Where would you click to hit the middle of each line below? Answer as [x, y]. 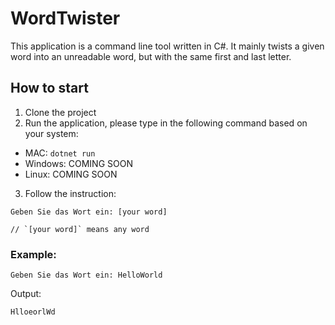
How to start [49, 88]
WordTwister [65, 18]
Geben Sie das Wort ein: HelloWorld [86, 275]
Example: [33, 254]
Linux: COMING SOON [71, 174]
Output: [26, 294]
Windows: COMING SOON [78, 163]
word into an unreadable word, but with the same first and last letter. [151, 56]
